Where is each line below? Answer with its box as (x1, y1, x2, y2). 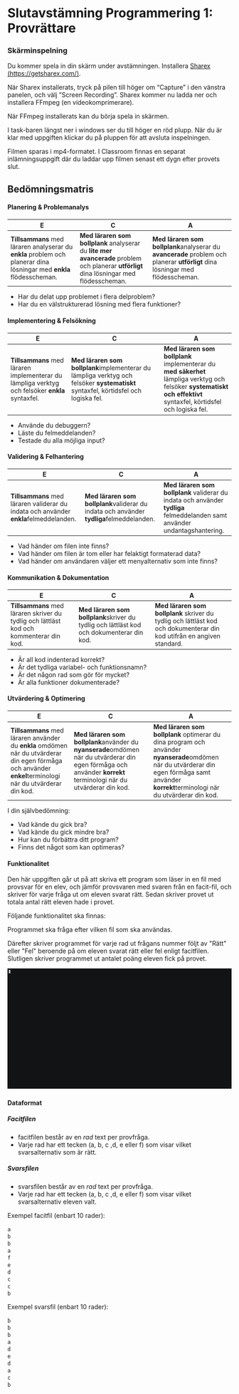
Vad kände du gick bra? (17, 820, 87, 829)
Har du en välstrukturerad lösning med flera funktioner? (17, 300, 181, 309)
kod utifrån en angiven (154, 632, 221, 641)
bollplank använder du (73, 738, 139, 746)
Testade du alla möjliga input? (17, 436, 105, 445)
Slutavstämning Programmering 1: (7, 5, 213, 21)
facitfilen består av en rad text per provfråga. (17, 1132, 150, 1141)
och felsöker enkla (10, 386, 65, 395)
